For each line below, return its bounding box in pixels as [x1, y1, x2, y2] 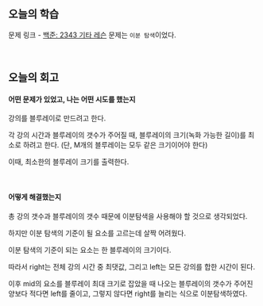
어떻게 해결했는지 [8, 193, 62, 201]
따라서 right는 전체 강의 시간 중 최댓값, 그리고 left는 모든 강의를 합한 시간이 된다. [8, 262, 256, 271]
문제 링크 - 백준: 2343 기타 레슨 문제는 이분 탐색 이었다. [8, 30, 176, 40]
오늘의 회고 [8, 71, 60, 85]
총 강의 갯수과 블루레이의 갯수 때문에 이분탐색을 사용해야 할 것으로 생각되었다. [8, 211, 248, 220]
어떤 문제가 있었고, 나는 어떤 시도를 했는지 [8, 94, 136, 104]
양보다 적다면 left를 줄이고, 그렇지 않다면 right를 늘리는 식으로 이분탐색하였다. [8, 289, 248, 298]
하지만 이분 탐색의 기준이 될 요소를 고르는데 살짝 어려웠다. [8, 228, 187, 238]
